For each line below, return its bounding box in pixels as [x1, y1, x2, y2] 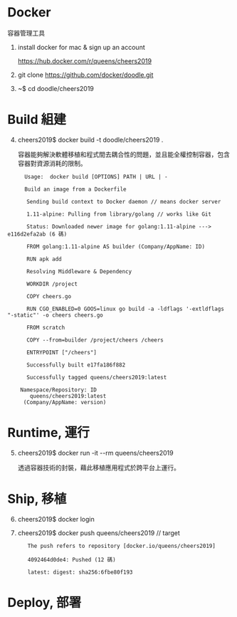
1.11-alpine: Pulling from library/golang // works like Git [26, 211, 212, 218]
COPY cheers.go [26, 292, 72, 300]
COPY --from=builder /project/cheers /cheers [26, 336, 164, 344]
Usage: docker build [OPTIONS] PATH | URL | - [24, 173, 169, 180]
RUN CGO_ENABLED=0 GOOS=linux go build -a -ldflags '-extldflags [26, 305, 224, 312]
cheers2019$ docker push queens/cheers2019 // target [17, 528, 180, 537]
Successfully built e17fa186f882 [26, 361, 126, 369]
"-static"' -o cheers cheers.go [7, 311, 103, 319]
